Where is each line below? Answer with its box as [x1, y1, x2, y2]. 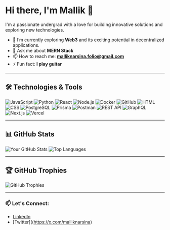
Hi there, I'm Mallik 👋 [5, 5, 94, 16]
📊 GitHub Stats [5, 130, 55, 139]
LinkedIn [12, 213, 31, 219]
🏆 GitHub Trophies [5, 166, 67, 175]
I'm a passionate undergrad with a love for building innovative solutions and [5, 21, 163, 27]
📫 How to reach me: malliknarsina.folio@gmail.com [12, 53, 124, 59]
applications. [12, 42, 39, 48]
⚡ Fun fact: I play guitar [12, 61, 62, 67]
